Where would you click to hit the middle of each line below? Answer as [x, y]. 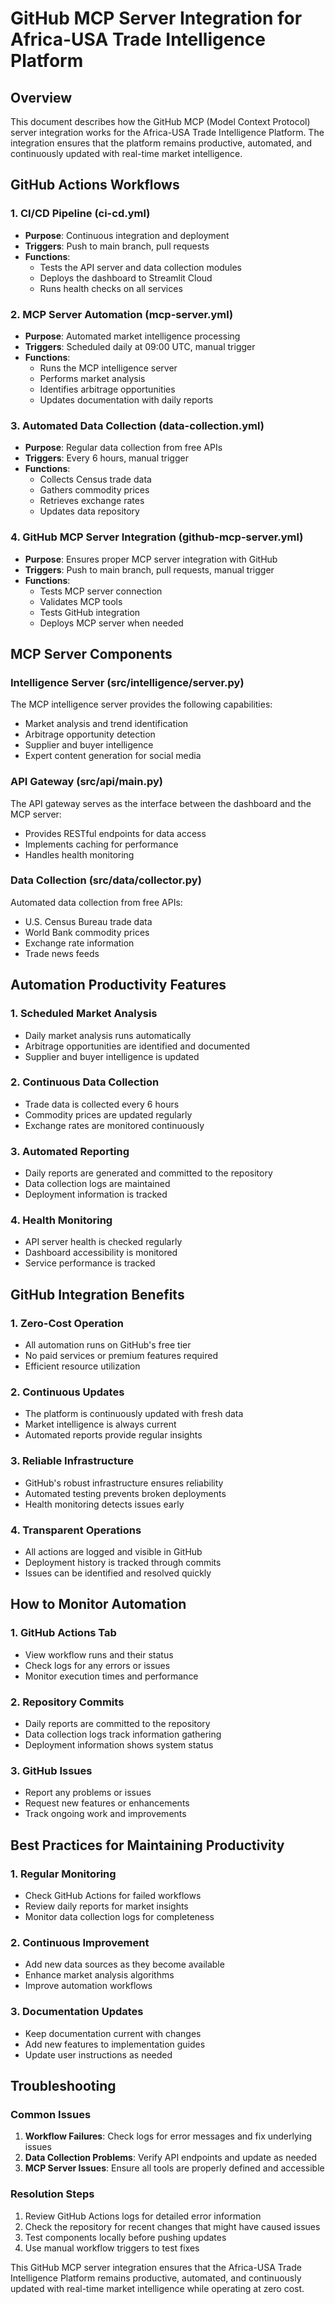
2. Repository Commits [67, 1702]
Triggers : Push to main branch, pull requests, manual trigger [149, 569]
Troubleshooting [63, 2085]
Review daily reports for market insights [106, 1906]
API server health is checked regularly [103, 1242]
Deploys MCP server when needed [111, 623]
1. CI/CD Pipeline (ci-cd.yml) [80, 214]
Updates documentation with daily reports [126, 399]
